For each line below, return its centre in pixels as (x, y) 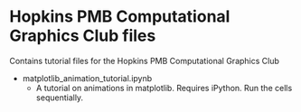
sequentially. (60, 98)
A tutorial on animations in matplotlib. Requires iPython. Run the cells (164, 88)
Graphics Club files (83, 36)
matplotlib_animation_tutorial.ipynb (87, 78)
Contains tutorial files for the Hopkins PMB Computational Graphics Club (145, 61)
